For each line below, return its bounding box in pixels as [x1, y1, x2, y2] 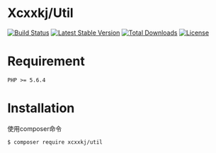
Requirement [7, 53, 85, 69]
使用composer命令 [7, 124, 62, 132]
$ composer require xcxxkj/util [7, 138, 103, 146]
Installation [7, 101, 75, 116]
